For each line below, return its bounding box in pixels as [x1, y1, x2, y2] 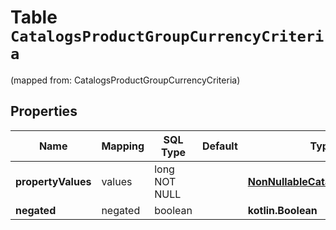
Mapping [101, 139, 145, 153]
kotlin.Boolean [247, 203, 318, 217]
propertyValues [15, 174, 92, 188]
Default [201, 139, 238, 153]
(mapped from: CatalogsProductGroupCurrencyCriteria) [10, 74, 241, 86]
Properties [10, 103, 78, 120]
